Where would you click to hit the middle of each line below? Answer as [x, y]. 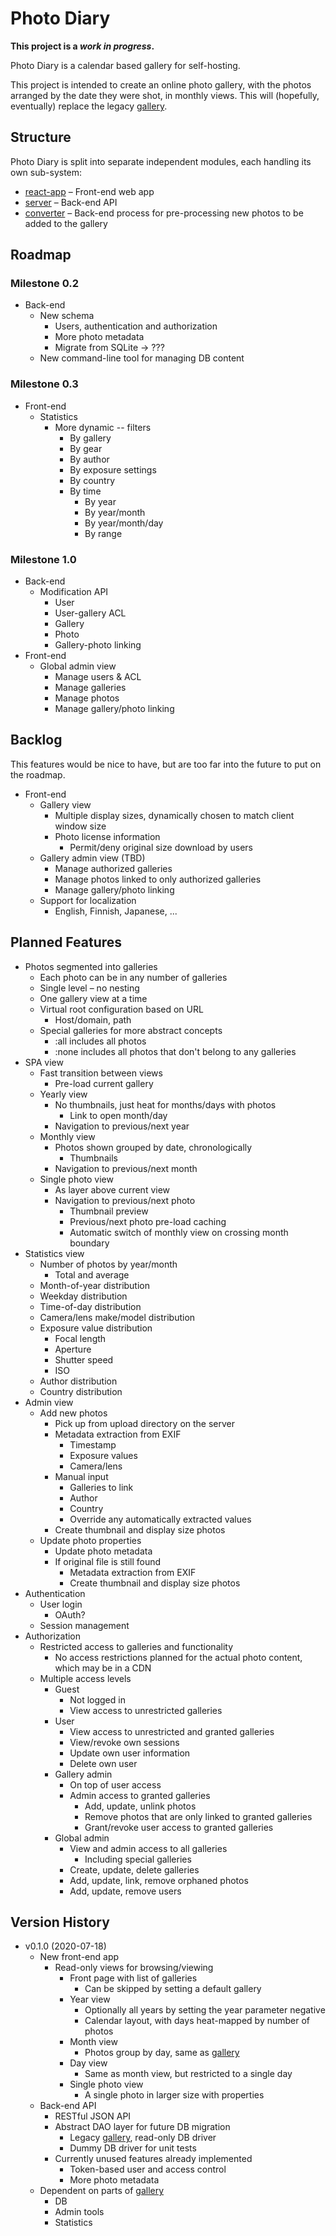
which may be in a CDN [103, 1668]
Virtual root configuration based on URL [121, 1009]
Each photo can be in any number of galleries [133, 977]
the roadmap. [38, 774]
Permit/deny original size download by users [161, 847]
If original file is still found [108, 1561]
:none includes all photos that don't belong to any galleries [175, 1051]
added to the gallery [66, 223]
